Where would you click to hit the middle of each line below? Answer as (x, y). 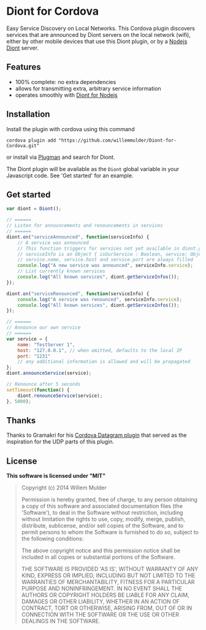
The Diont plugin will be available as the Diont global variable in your (93, 169)
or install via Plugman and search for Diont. (61, 157)
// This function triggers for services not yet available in (98, 248)
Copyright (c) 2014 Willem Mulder (64, 488)
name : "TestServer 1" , (46, 345)
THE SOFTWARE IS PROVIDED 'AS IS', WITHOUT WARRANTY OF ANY (110, 569)
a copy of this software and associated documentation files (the (102, 506)
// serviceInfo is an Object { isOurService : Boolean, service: (103, 254)
